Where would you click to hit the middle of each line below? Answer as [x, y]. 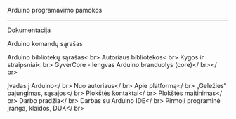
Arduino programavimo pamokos [55, 10]
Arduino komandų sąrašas [45, 44]
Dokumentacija [29, 30]
